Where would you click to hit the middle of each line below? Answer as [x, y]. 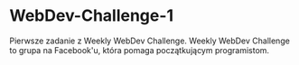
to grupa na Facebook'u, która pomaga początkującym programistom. [139, 50]
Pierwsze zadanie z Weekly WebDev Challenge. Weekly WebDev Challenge [150, 41]
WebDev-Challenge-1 [92, 16]
